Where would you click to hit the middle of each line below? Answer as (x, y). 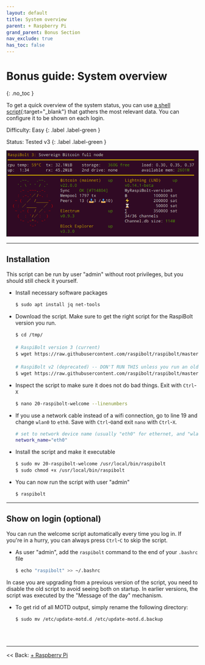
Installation (28, 259)
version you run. (36, 323)
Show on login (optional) (54, 519)
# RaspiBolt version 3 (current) (58, 348)
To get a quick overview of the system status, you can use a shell (88, 105)
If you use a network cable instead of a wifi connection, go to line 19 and (106, 415)
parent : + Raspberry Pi (37, 26)
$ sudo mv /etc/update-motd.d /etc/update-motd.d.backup (89, 619)
